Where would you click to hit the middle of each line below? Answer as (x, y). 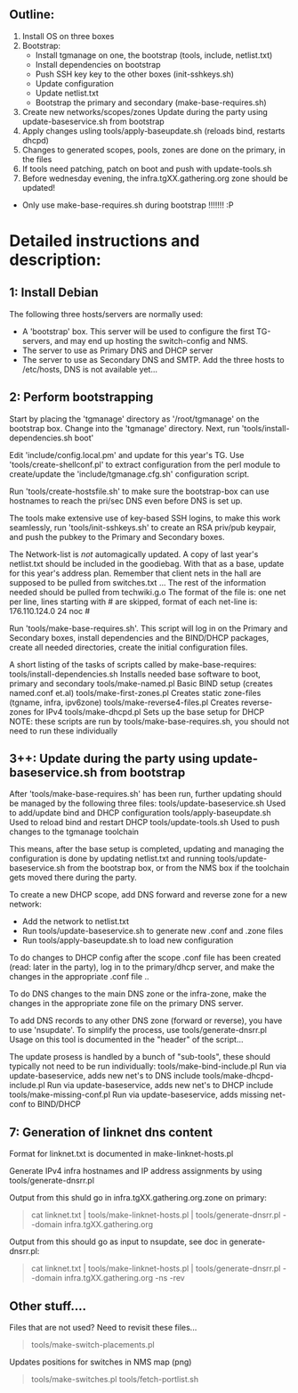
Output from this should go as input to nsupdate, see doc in (118, 1241)
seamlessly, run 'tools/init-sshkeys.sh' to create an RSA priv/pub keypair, (143, 527)
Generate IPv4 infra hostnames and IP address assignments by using (136, 1171)
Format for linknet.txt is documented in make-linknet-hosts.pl (121, 1154)
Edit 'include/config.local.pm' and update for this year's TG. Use (127, 455)
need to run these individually (64, 731)
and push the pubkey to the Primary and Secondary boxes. (117, 537)
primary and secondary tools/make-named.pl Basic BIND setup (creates (141, 683)
